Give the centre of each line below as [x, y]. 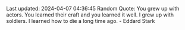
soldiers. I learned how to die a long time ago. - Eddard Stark [81, 21]
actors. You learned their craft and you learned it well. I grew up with [90, 15]
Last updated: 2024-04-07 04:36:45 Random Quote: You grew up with [93, 9]
